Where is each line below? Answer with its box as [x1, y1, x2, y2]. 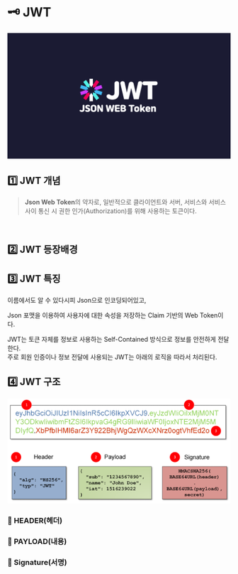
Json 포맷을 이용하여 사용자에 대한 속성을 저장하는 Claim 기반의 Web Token [7, 311, 218, 320]
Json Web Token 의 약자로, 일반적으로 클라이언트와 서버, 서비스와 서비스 [24, 198, 227, 207]
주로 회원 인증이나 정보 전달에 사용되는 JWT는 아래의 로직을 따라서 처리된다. [7, 353, 217, 362]
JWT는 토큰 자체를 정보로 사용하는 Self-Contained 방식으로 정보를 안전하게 [7, 335, 217, 344]
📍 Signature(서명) [7, 557, 67, 567]
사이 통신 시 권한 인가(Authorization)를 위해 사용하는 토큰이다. [24, 207, 197, 215]
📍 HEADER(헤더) [7, 515, 62, 525]
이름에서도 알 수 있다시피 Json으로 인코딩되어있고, [7, 296, 147, 305]
